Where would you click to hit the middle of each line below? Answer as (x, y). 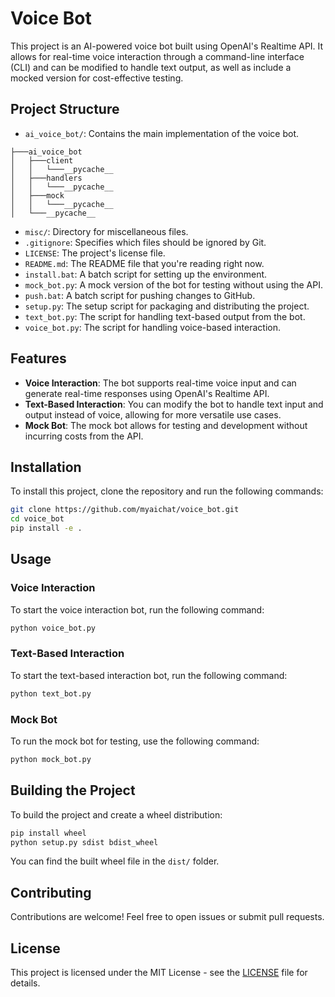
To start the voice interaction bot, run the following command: (137, 609)
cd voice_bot (37, 519)
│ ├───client (42, 160)
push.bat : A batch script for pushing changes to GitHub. (140, 295)
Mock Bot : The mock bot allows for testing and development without (166, 425)
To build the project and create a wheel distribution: (116, 814)
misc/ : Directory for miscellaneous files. (106, 231)
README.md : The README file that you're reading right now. (144, 263)
